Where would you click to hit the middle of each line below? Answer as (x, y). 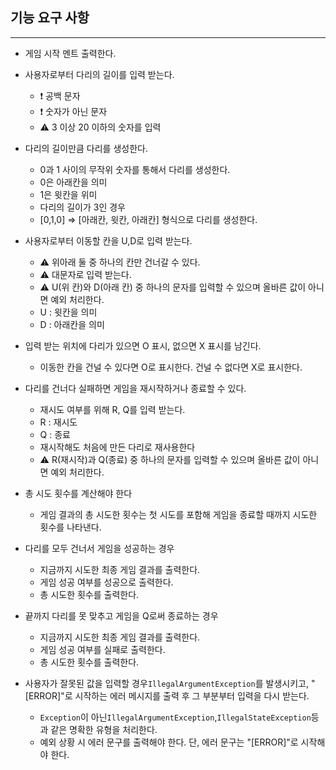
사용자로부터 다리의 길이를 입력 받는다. (99, 74)
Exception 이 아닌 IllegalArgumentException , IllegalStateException (175, 717)
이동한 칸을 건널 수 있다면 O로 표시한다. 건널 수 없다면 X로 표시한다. (171, 367)
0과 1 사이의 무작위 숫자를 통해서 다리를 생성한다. (135, 169)
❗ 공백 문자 (60, 95)
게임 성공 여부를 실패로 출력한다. (102, 649)
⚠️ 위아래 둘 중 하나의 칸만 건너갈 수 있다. (120, 262)
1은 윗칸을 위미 (68, 194)
